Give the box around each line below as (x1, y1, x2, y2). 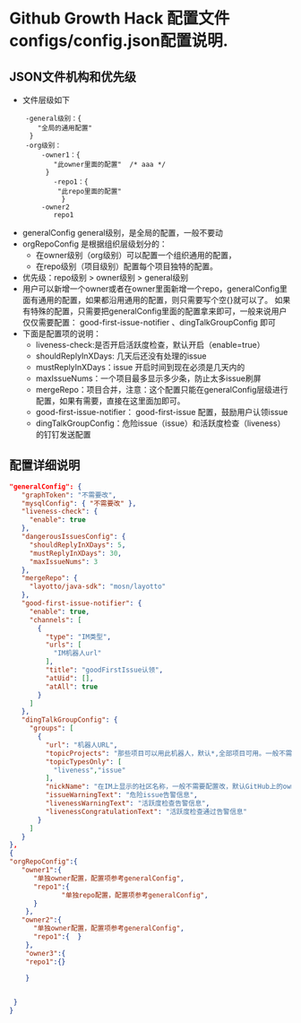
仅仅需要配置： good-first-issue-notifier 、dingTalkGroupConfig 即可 (21, 317, 276, 327)
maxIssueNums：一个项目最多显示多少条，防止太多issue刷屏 (35, 373, 262, 384)
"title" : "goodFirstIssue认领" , (45, 665, 164, 675)
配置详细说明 (9, 458, 81, 473)
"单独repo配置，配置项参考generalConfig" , (61, 890, 209, 899)
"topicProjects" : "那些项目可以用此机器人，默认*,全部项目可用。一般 (45, 749, 279, 758)
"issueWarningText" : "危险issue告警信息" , (45, 791, 199, 800)
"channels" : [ (29, 615, 82, 624)
